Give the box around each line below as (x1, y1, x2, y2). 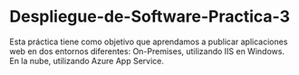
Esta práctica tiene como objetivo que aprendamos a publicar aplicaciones (9, 36, 288, 47)
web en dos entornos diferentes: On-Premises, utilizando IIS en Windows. (9, 45, 285, 56)
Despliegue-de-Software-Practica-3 (9, 6, 291, 27)
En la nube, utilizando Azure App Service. (9, 55, 165, 66)
